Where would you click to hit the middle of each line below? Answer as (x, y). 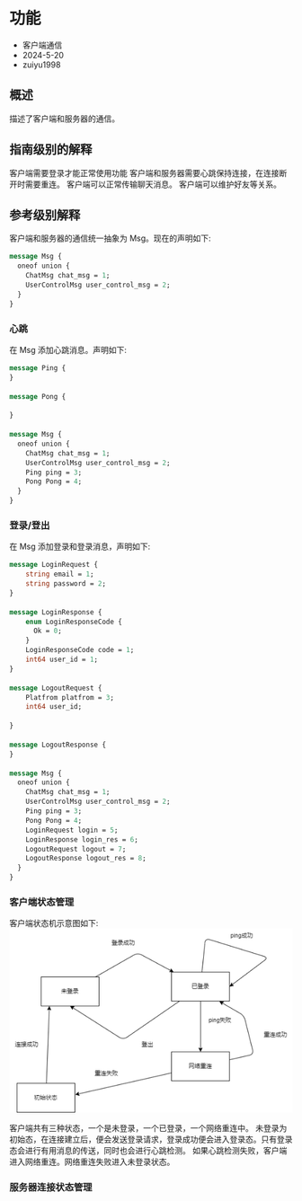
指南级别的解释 (51, 150)
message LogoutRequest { (56, 688)
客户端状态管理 (42, 902)
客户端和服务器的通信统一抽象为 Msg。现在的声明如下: (110, 238)
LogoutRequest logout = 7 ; (76, 849)
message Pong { (38, 396)
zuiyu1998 (41, 65)
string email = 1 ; (60, 574)
